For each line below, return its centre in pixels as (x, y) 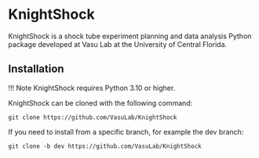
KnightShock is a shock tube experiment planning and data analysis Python (130, 36)
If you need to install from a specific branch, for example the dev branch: (126, 131)
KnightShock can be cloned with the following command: (100, 102)
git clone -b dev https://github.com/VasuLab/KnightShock (105, 146)
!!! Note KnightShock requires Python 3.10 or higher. (92, 88)
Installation (36, 69)
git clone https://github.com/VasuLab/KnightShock (93, 117)
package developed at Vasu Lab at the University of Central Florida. (118, 44)
